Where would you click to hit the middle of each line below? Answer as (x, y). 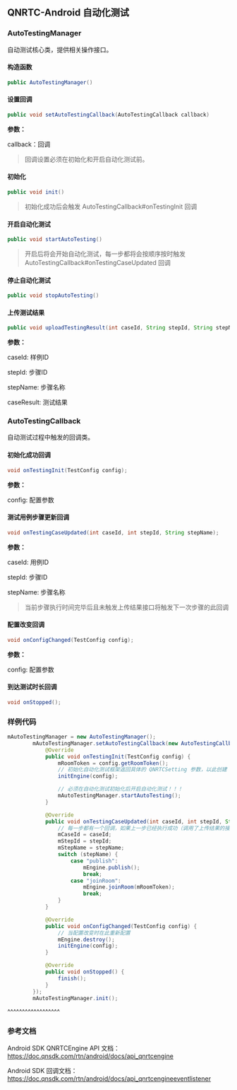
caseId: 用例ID (28, 562)
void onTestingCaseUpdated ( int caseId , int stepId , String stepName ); (113, 532)
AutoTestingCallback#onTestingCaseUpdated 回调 (97, 263)
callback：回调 (29, 144)
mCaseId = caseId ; (85, 835)
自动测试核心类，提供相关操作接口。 (60, 49)
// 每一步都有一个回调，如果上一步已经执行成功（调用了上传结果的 (141, 828)
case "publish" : (94, 861)
